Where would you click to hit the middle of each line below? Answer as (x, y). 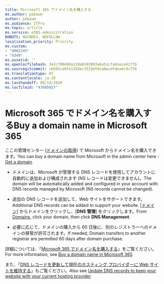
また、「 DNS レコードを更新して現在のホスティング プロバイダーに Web (77, 265)
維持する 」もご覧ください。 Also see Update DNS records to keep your (85, 271)
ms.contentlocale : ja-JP (30, 78)
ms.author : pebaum (24, 14)
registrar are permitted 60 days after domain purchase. (68, 239)
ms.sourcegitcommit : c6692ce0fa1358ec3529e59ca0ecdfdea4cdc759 (71, 69)
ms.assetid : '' (21, 60)
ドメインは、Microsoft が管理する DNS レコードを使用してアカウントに (84, 172)
